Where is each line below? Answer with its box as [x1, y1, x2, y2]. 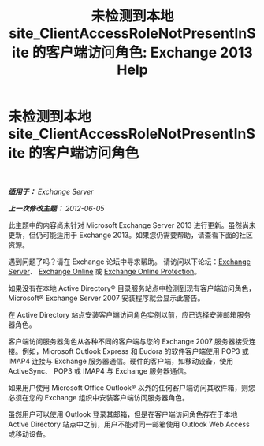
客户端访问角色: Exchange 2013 [46, 44, 254, 61]
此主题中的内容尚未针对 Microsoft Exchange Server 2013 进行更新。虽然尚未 [8, 220, 256, 229]
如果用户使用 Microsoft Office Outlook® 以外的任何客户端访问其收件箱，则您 [8, 383, 256, 392]
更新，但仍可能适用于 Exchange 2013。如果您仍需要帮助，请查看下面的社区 [8, 230, 254, 240]
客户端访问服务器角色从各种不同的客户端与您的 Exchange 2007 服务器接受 [8, 336, 250, 346]
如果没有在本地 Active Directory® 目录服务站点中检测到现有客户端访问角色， [8, 283, 256, 292]
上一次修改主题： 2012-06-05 [8, 203, 105, 213]
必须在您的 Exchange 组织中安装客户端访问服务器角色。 [8, 392, 189, 402]
